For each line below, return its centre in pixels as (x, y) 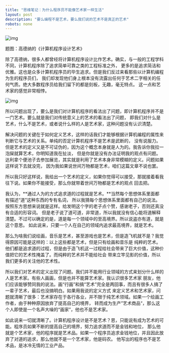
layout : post (19, 15)
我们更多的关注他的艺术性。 (34, 261)
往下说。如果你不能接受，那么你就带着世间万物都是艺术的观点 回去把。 (78, 183)
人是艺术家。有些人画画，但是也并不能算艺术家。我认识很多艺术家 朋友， (81, 278)
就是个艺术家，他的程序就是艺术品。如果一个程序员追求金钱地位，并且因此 (82, 333)
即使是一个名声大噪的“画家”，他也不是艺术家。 (62, 310)
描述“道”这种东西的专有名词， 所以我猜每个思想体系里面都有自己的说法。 (85, 200)
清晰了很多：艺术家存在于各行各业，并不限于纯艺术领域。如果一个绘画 (87, 297)
